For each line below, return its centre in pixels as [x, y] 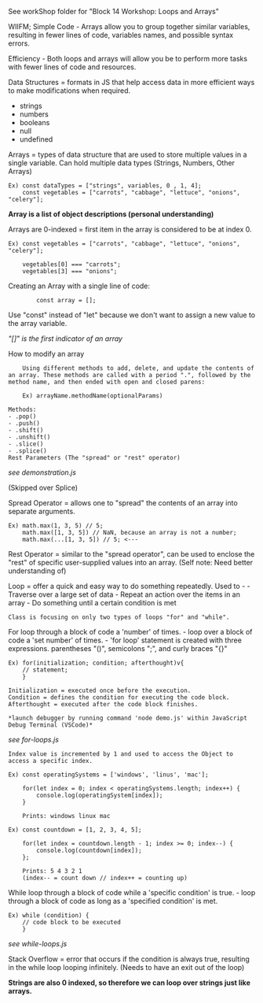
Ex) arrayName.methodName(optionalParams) [93, 396]
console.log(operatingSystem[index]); [100, 795]
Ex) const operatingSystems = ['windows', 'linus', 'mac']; [109, 775]
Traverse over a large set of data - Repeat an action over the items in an [124, 594]
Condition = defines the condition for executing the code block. [119, 698]
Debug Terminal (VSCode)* [50, 725]
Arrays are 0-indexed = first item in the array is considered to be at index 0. [130, 229]
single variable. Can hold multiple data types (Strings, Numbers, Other [122, 163]
